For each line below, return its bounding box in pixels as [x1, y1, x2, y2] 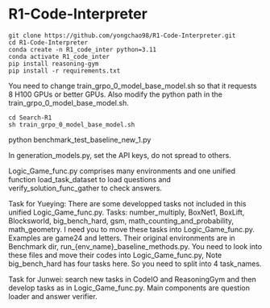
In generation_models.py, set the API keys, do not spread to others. [8, 150, 231, 160]
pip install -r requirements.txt [8, 66, 121, 75]
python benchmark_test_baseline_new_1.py [8, 135, 152, 144]
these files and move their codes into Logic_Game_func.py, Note [8, 250, 222, 260]
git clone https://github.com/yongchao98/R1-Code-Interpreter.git [8, 31, 236, 40]
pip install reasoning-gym [8, 60, 99, 68]
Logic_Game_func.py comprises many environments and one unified [8, 166, 236, 176]
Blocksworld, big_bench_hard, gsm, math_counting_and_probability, [8, 215, 235, 226]
